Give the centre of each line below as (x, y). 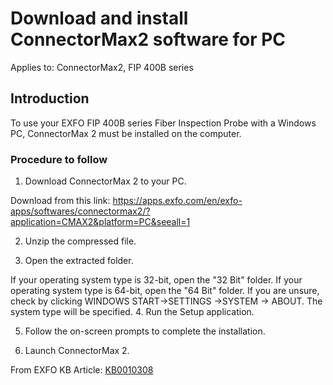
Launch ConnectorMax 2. (77, 351)
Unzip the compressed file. (80, 241)
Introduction (50, 98)
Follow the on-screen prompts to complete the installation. (145, 331)
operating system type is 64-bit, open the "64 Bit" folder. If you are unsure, (165, 291)
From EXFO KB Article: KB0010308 (82, 370)
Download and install (99, 18)
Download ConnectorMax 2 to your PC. (105, 181)
